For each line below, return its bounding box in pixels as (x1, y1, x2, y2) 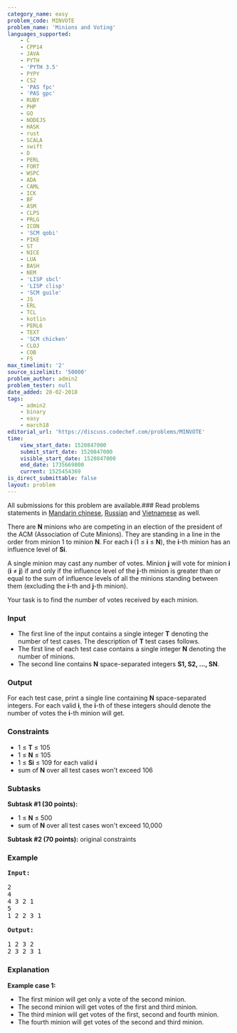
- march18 (20, 422, 50, 429)
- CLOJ (20, 342, 40, 350)
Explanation (7, 965, 50, 975)
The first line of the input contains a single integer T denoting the (17, 629, 209, 638)
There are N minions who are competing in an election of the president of (7, 522, 223, 531)
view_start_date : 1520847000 (20, 442, 107, 449)
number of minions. (17, 652, 75, 661)
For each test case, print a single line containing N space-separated (7, 693, 206, 703)
